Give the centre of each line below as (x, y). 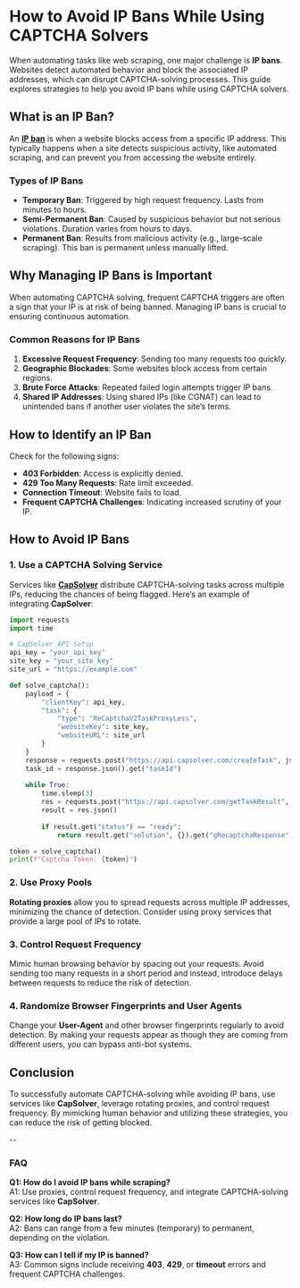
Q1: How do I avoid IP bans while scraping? (90, 1182)
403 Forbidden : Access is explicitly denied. (103, 473)
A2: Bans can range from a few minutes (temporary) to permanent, (132, 1228)
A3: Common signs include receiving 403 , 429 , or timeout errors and (137, 1265)
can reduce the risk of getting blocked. (81, 1122)
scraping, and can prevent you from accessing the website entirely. (133, 157)
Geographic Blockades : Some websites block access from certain (145, 369)
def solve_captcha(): (50, 685)
